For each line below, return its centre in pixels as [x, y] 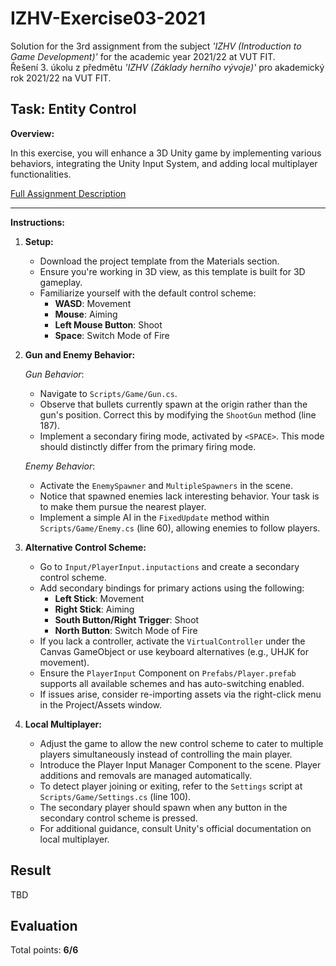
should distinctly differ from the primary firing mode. [148, 446]
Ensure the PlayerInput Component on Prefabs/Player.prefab [168, 673]
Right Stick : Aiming [94, 609]
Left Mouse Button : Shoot [108, 324]
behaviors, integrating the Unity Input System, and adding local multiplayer [164, 163]
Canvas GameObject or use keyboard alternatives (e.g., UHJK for [174, 651]
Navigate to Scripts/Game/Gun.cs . [108, 393]
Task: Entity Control [73, 109]
